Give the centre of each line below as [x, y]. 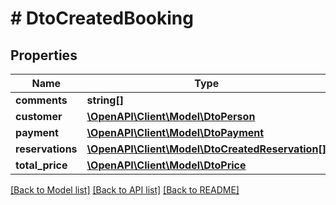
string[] [105, 100]
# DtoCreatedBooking [102, 18]
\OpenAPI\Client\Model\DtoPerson [171, 116]
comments [41, 100]
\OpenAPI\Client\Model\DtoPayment [175, 132]
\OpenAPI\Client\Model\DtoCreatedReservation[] [206, 149]
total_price [41, 165]
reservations [46, 149]
